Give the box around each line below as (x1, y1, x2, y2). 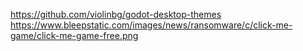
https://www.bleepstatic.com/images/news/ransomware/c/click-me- (10, 19, 293, 31)
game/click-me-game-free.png (10, 30, 139, 41)
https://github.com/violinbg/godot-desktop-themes (10, 9, 222, 20)
